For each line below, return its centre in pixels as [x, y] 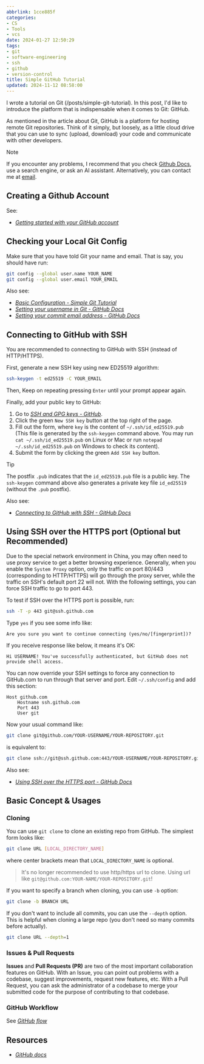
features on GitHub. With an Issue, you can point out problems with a [93, 973]
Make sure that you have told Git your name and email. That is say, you [95, 256]
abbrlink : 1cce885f [31, 12]
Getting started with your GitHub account [67, 222]
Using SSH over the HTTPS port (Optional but [93, 532]
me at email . [22, 177]
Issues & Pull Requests [40, 953]
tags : [13, 46]
